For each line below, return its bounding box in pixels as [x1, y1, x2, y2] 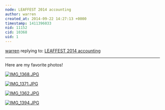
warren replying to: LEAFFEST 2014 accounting [5, 47, 101, 54]
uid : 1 [5, 35, 19, 40]
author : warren [5, 12, 36, 17]
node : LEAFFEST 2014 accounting [5, 7, 71, 12]
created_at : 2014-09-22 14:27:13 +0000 [5, 16, 87, 21]
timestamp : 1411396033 [5, 21, 52, 26]
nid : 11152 [5, 25, 27, 30]
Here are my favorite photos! [5, 62, 63, 67]
